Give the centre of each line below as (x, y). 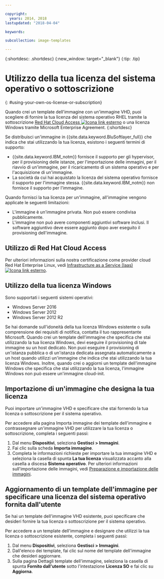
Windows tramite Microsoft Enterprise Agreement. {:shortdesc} (69, 128)
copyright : (16, 14)
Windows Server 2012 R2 (38, 317)
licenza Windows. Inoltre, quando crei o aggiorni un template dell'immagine (81, 363)
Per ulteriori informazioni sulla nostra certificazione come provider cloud (78, 260)
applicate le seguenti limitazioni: (37, 203)
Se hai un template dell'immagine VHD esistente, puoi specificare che (75, 516)
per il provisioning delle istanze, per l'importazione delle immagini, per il (84, 162)
